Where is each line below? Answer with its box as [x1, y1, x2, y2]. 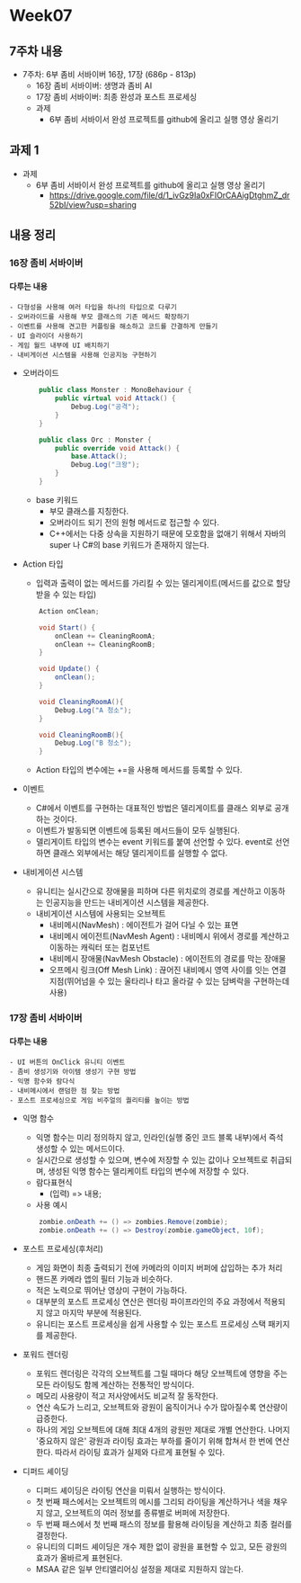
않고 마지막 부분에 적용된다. [45, 1308, 142, 1319]
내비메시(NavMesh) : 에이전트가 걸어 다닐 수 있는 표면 [49, 919, 239, 931]
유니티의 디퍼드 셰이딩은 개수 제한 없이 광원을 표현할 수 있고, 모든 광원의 [35, 1542, 288, 1552]
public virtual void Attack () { [55, 394, 176, 403]
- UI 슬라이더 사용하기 [9, 332, 84, 341]
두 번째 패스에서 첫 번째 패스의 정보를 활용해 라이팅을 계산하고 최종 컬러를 [35, 1519, 293, 1530]
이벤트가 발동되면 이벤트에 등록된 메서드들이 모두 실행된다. [35, 825, 241, 836]
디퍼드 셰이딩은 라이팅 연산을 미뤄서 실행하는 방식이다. [35, 1485, 226, 1496]
